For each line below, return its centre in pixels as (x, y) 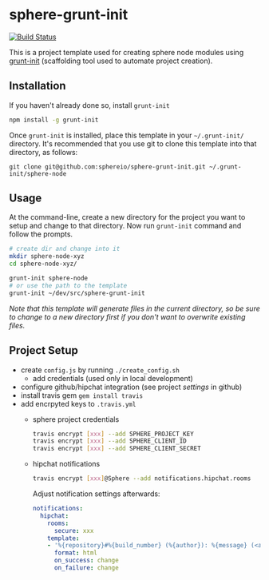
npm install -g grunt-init (54, 120)
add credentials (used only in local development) (113, 378)
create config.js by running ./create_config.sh (100, 370)
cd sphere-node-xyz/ (44, 264)
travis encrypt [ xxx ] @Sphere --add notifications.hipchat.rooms (142, 479)
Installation (38, 86)
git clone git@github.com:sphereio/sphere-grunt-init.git (107, 167)
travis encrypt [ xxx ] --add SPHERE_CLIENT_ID (109, 441)
